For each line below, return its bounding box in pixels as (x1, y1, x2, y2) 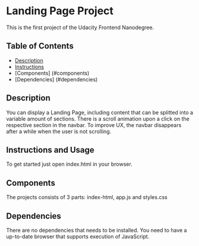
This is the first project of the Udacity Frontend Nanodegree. (6, 24, 154, 31)
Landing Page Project (6, 4, 114, 18)
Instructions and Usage (6, 144, 95, 155)
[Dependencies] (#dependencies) (14, 75, 98, 83)
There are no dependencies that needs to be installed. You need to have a (6, 227, 187, 234)
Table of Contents (6, 41, 74, 51)
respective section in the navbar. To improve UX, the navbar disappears (6, 121, 182, 128)
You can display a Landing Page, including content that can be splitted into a (6, 109, 194, 116)
